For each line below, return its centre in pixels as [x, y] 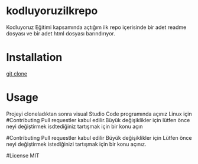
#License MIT [23, 155]
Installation [34, 58]
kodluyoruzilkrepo [52, 11]
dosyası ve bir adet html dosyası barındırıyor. [61, 33]
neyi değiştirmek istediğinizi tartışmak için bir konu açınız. [76, 144]
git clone [17, 73]
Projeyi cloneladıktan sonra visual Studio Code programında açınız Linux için [99, 114]
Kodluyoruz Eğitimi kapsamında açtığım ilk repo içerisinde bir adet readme [96, 27]
